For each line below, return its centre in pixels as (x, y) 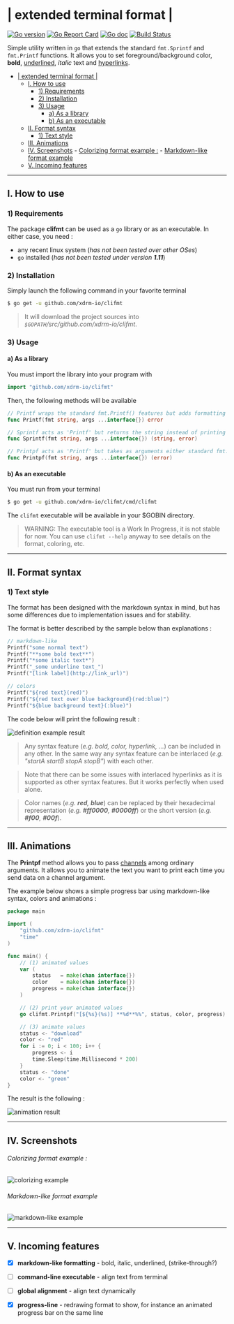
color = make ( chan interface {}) (84, 982)
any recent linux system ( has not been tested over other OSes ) (107, 250)
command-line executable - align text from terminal (93, 1277)
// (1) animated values (54, 963)
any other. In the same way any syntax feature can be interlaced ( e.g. (124, 753)
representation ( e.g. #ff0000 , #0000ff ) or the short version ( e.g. (118, 810)
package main (26, 911)
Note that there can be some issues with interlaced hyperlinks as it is (123, 774)
